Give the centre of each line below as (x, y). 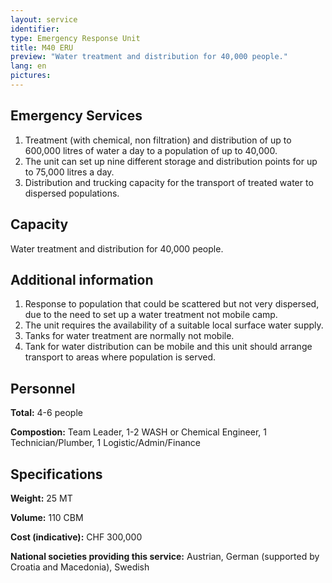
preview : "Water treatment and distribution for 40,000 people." (149, 57)
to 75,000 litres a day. (69, 172)
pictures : (31, 76)
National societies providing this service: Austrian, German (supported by (165, 556)
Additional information (82, 279)
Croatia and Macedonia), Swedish (80, 567)
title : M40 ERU (42, 47)
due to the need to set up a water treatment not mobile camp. (151, 315)
